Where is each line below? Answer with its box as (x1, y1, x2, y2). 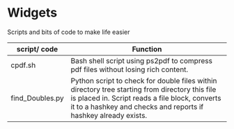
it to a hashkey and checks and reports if (70, 102, 204, 112)
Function (132, 44, 162, 53)
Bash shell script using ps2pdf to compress (70, 55, 212, 65)
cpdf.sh (10, 60, 36, 70)
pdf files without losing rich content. (70, 64, 189, 74)
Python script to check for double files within (70, 76, 217, 85)
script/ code (16, 44, 58, 53)
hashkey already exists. (70, 110, 148, 120)
